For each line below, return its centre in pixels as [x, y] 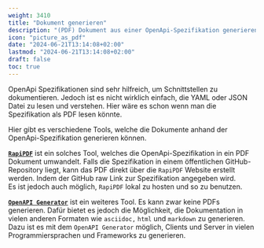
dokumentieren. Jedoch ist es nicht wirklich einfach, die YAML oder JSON [128, 97]
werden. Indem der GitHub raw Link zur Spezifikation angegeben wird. [122, 178]
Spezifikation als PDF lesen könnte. [65, 114]
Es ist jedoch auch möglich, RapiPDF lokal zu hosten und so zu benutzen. [125, 187]
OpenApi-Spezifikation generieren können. [77, 138]
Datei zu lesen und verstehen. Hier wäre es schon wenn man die [112, 105]
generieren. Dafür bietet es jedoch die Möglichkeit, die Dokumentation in [126, 210]
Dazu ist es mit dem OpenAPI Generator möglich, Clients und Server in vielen [131, 227]
